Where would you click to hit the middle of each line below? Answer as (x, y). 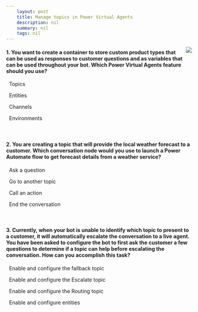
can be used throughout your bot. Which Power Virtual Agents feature (94, 65)
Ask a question (27, 170)
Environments (25, 118)
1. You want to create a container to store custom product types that (91, 52)
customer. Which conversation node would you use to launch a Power (93, 150)
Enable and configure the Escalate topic (57, 280)
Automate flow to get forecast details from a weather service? (84, 157)
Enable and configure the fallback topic (56, 268)
